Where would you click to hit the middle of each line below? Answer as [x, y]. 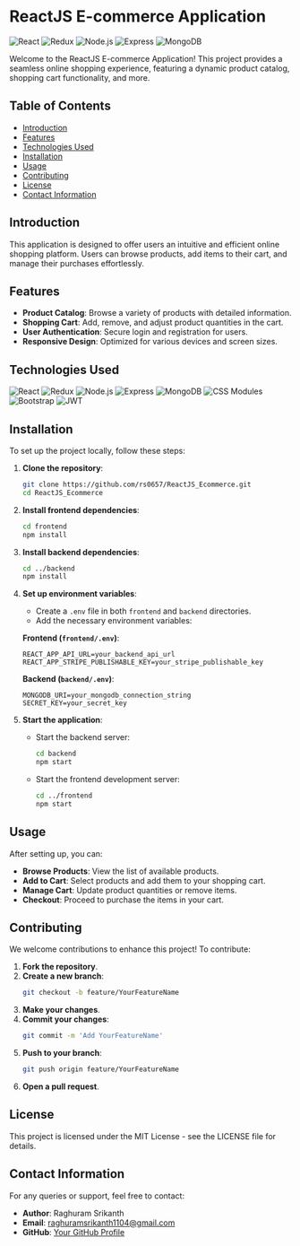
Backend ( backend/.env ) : [68, 679]
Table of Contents [60, 106]
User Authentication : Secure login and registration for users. [135, 332]
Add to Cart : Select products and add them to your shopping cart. [144, 880]
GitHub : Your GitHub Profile [73, 1232]
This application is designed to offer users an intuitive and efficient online [145, 244]
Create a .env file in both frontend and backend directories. [143, 611]
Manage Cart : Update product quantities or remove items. [129, 890]
